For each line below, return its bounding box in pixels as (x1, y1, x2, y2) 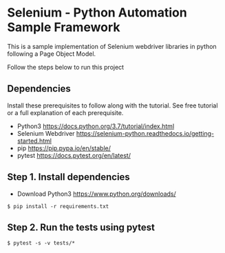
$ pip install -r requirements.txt (7, 203, 109, 210)
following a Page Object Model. (7, 50, 96, 58)
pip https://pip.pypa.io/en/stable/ (17, 143, 111, 152)
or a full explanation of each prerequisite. (7, 108, 124, 117)
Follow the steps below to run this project (7, 63, 125, 71)
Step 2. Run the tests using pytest (7, 221, 155, 233)
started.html (17, 136, 52, 145)
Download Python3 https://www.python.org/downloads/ (17, 190, 177, 198)
